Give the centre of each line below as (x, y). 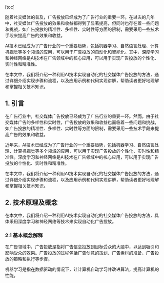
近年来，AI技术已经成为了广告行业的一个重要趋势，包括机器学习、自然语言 (80, 145)
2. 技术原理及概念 (31, 203)
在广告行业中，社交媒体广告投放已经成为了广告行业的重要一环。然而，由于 (80, 116)
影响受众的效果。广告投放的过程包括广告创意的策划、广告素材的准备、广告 (80, 253)
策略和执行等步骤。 (33, 259)
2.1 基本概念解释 (24, 235)
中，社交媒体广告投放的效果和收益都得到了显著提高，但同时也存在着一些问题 (82, 23)
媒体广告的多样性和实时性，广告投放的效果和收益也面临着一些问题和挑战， (84, 122)
